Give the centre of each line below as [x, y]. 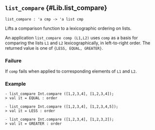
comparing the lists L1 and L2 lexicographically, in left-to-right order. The [78, 43]
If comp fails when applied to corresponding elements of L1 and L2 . [71, 71]
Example [16, 84]
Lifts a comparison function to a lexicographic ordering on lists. [68, 28]
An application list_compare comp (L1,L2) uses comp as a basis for [72, 37]
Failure [13, 60]
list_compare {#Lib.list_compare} [56, 8]
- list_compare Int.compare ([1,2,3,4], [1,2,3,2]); [60, 120]
